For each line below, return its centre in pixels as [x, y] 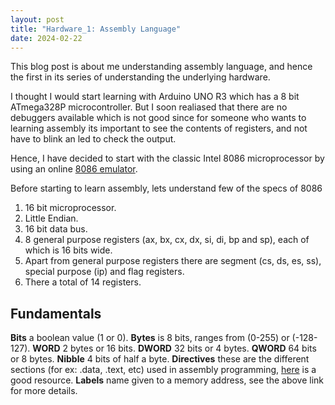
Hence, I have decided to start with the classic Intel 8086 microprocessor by [167, 158]
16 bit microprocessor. [70, 208]
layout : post [37, 19]
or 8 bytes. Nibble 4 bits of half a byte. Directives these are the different [160, 359]
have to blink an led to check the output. [93, 139]
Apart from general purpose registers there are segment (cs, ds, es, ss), [173, 261]
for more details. [44, 391]
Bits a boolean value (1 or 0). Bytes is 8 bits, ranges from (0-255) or [150, 338]
